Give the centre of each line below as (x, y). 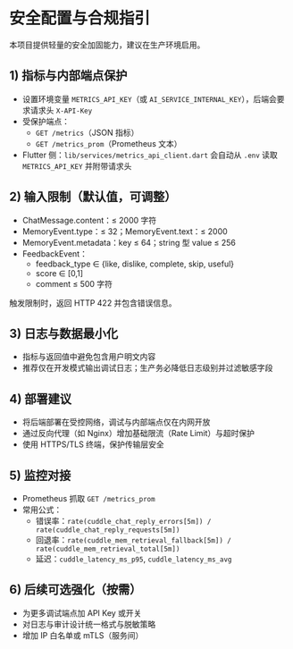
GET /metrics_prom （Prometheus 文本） (109, 143)
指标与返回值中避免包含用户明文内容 (89, 357)
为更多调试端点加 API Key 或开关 (82, 612)
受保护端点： (46, 121)
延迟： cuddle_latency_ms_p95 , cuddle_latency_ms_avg (134, 559)
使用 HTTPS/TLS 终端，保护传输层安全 (93, 444)
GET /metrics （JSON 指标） (87, 132)
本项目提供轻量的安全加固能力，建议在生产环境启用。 (107, 45)
